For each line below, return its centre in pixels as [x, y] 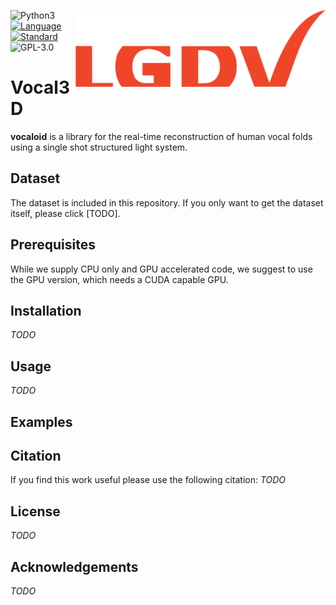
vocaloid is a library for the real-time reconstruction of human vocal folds [161, 136]
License [35, 511]
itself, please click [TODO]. [65, 213]
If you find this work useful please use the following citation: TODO [148, 480]
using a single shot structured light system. [99, 147]
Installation [46, 310]
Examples [41, 421]
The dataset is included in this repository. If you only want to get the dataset [167, 202]
